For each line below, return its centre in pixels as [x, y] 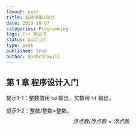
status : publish [26, 40]
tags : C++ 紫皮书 [26, 34]
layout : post [23, 12]
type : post [20, 46]
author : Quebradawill [33, 57]
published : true [26, 51]
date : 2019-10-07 [28, 23]
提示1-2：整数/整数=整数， [39, 111]
